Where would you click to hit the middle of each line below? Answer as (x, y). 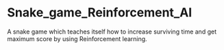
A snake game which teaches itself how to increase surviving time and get (112, 32)
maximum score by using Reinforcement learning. (77, 38)
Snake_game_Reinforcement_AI (100, 13)
